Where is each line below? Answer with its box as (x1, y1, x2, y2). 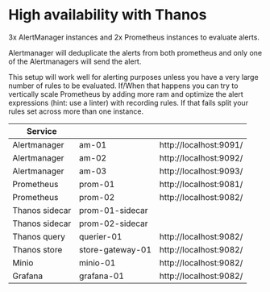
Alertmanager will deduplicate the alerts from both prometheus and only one (8, 48, 263, 57)
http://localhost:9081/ (159, 178, 243, 190)
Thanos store (12, 244, 63, 255)
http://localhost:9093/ (159, 165, 243, 177)
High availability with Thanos (8, 6, 207, 24)
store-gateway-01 (79, 244, 152, 255)
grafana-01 (79, 270, 125, 282)
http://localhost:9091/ (159, 139, 243, 150)
